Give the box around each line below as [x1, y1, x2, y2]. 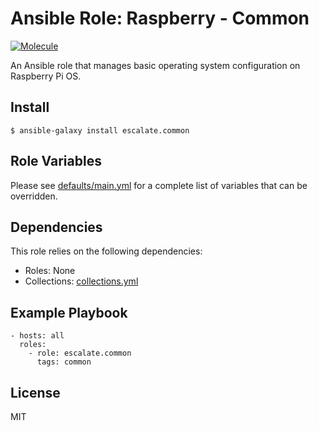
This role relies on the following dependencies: [10, 245, 203, 257]
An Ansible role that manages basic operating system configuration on [10, 59, 301, 71]
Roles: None [24, 265, 76, 277]
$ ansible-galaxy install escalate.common [10, 125, 190, 136]
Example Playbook [10, 304, 128, 321]
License [10, 384, 61, 401]
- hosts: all [10, 331, 65, 341]
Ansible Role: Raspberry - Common [10, 7, 310, 30]
